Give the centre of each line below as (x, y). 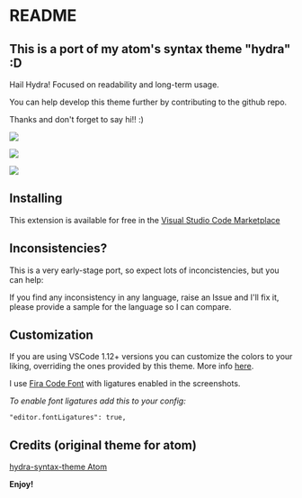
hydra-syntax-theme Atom (58, 467)
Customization (52, 335)
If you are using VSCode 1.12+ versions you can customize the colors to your (151, 357)
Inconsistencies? (58, 249)
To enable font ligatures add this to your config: (98, 401)
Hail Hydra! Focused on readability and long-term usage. (115, 85)
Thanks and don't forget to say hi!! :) (76, 119)
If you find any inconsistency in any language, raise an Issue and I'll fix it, (144, 297)
